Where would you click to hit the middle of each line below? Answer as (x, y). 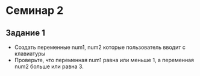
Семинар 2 (35, 11)
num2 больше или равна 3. (49, 66)
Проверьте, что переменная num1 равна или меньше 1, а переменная (104, 60)
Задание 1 (26, 33)
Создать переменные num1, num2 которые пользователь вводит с (100, 47)
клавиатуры (30, 54)
